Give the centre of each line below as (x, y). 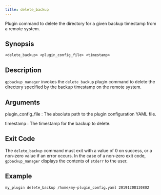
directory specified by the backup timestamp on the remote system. (73, 87)
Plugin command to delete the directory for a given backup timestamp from (81, 23)
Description (23, 70)
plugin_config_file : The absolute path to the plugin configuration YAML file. (81, 114)
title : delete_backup (27, 10)
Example (19, 176)
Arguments (23, 102)
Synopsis (20, 44)
